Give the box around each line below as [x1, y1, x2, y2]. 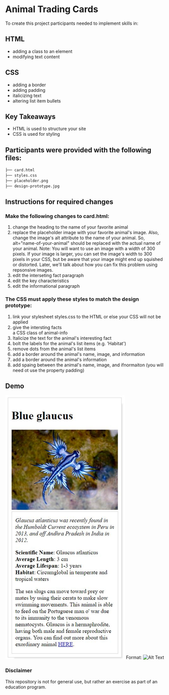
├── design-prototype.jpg [5, 183, 60, 189]
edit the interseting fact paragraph [12, 273, 84, 279]
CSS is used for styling [12, 131, 61, 137]
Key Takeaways [5, 112, 56, 121]
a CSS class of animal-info [12, 330, 68, 336]
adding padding [12, 87, 45, 93]
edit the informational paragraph [12, 283, 80, 289]
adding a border [12, 82, 46, 88]
